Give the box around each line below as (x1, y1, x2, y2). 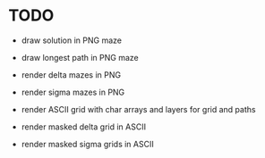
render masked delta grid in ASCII (21, 121, 147, 132)
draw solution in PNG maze (21, 35, 123, 46)
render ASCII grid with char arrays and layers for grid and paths (21, 104, 256, 114)
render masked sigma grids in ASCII (21, 138, 154, 149)
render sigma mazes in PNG (21, 87, 125, 97)
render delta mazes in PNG (21, 69, 122, 80)
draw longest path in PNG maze (21, 52, 140, 62)
